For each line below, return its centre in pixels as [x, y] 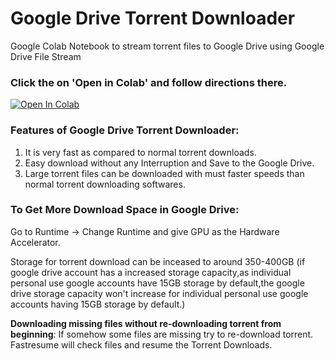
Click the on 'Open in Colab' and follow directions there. [149, 82]
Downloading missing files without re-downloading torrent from [146, 323]
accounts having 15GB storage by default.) [98, 304]
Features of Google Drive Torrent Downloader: [125, 130]
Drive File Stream [46, 56]
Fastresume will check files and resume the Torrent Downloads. [141, 344]
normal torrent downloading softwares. [105, 184]
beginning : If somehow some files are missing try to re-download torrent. [162, 334]
